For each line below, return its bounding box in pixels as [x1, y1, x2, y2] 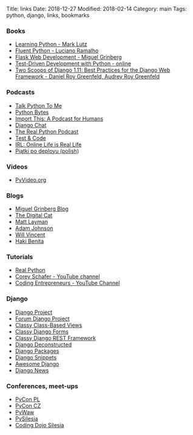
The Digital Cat [15, 212, 53, 219]
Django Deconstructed [15, 341, 72, 348]
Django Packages [15, 347, 59, 355]
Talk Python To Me [15, 102, 63, 109]
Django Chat [15, 121, 47, 128]
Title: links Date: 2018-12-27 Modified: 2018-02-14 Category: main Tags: [6, 5, 187, 12]
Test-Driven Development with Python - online [15, 60, 132, 68]
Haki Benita [15, 237, 44, 245]
